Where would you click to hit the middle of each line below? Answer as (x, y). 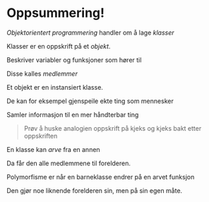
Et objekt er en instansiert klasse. (55, 87)
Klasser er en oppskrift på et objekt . (59, 46)
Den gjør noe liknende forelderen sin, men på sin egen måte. (95, 190)
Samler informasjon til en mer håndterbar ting (73, 114)
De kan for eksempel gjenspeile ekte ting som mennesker (90, 101)
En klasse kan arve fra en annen (53, 149)
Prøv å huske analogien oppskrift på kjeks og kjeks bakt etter (113, 128)
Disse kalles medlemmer (42, 73)
